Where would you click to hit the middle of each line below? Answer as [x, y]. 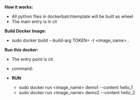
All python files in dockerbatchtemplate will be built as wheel [72, 16]
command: [22, 68]
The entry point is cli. [33, 59]
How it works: [19, 7]
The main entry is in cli [34, 22]
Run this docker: [21, 50]
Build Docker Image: [26, 31]
